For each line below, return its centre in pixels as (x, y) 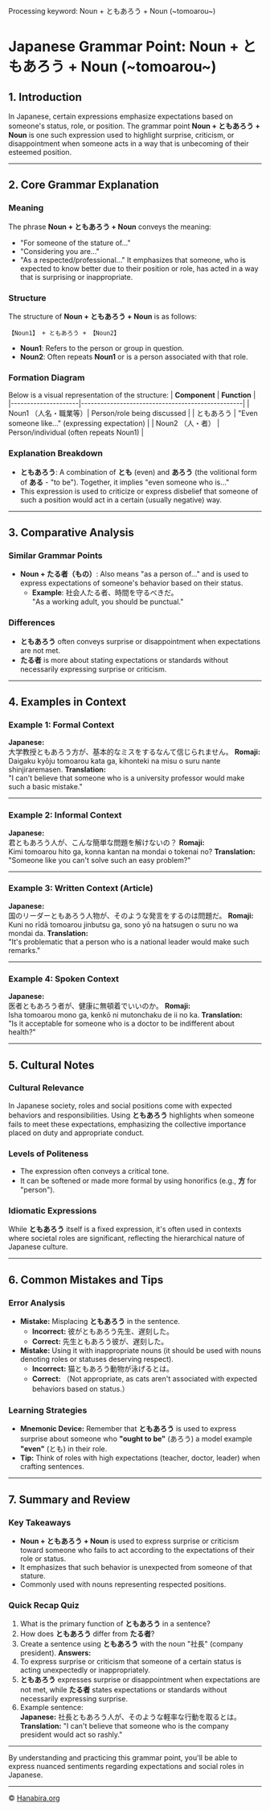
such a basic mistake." (45, 787)
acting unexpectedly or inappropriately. (85, 1670)
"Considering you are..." (60, 251)
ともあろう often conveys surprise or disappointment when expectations (140, 641)
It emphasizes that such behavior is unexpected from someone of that (136, 1567)
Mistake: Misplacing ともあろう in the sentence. (100, 1322)
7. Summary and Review (70, 1499)
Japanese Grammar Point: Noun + (124, 47)
